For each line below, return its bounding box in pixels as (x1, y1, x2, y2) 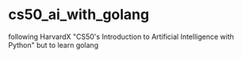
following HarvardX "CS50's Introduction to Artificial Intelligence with (8, 32, 234, 41)
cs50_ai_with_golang (8, 6, 149, 24)
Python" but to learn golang (8, 40, 99, 49)
